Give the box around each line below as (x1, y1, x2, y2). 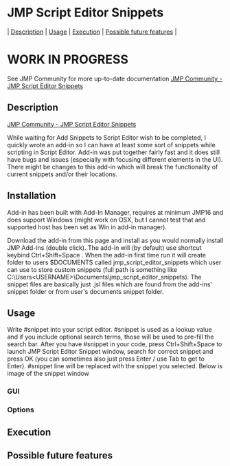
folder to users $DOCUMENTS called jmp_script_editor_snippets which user (7, 258, 222, 266)
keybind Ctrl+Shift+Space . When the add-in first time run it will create (7, 251, 206, 259)
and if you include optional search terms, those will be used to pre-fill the (7, 332, 214, 341)
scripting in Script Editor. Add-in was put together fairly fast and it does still (7, 148, 220, 156)
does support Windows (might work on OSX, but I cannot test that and (7, 215, 206, 224)
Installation (7, 190, 56, 202)
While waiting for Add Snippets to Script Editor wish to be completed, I (7, 133, 206, 142)
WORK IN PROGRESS (7, 52, 129, 67)
